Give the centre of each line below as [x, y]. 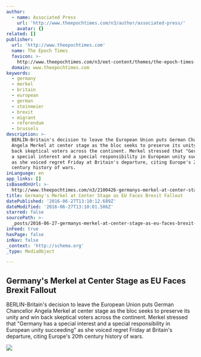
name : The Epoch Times [40, 51]
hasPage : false [25, 234]
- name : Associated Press [44, 17]
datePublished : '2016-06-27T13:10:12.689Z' [61, 201]
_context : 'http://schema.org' [45, 246]
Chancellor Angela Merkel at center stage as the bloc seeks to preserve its [98, 311]
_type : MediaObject [31, 251]
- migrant [24, 117]
